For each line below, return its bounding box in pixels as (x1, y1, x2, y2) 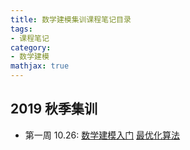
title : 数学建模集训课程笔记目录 (10, 14, 132, 25)
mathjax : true (10, 61, 70, 71)
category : (10, 42, 52, 53)
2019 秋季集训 (10, 101, 98, 118)
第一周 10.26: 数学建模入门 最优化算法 (24, 129, 181, 141)
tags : (10, 24, 33, 34)
